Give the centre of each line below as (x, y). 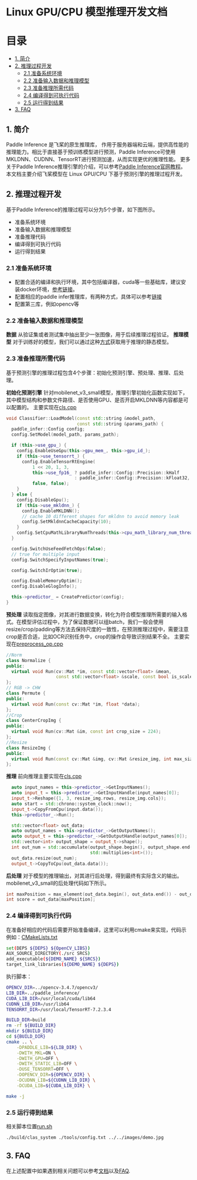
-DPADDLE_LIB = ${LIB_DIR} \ (50, 1047)
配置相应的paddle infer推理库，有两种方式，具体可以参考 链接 (88, 297)
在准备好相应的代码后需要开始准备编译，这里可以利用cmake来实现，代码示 (96, 930)
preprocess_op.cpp (40, 644)
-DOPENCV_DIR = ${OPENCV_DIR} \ (54, 1075)
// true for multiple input (46, 554)
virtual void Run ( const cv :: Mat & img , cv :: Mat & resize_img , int (91, 759)
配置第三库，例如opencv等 (47, 304)
